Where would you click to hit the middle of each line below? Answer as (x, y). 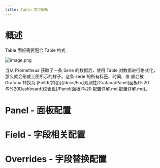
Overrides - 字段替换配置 (56, 159)
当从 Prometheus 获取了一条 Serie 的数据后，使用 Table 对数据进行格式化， (81, 70)
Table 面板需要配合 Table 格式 (35, 50)
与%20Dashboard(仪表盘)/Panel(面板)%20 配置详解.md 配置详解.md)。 (78, 89)
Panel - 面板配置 (38, 110)
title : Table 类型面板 (27, 10)
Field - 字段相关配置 (45, 135)
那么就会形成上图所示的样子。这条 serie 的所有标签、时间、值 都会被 (75, 76)
